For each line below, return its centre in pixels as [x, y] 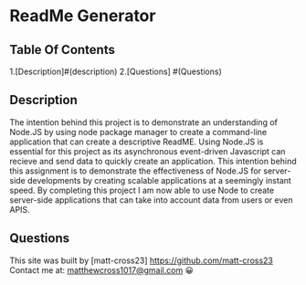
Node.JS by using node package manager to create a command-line [138, 132]
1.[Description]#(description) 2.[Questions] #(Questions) [116, 71]
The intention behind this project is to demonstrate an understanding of [144, 122]
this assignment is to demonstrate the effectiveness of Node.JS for [136, 171]
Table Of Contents [63, 50]
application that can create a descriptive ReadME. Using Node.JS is [137, 142]
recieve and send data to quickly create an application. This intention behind [153, 161]
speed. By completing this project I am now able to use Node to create [142, 190]
